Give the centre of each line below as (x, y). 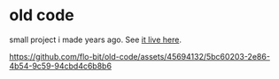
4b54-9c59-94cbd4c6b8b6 (61, 66)
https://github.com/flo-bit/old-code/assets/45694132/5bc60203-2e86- (139, 56)
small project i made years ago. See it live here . (95, 39)
